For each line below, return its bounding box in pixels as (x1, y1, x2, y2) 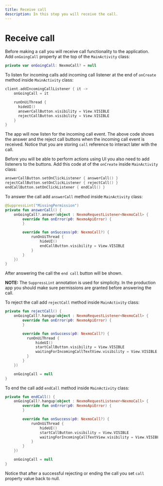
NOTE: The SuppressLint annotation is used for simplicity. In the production (5, 280, 156, 286)
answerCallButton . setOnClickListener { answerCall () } (5, 176, 118, 181)
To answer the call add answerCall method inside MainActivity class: (5, 193, 143, 199)
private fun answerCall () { (5, 208, 62, 212)
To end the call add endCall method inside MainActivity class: (5, 385, 130, 391)
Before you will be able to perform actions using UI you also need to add (5, 156, 149, 162)
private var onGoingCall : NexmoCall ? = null (5, 63, 97, 68)
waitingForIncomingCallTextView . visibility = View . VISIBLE (35, 349, 158, 354)
